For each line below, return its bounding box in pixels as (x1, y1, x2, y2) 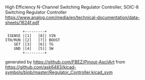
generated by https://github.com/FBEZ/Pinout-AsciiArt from (5, 59, 126, 65)
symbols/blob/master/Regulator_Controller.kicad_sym (5, 69, 113, 75)
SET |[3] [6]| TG (14, 42, 54, 47)
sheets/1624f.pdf (5, 20, 40, 25)
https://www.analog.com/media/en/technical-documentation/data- (5, 15, 140, 20)
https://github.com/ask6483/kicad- (5, 64, 77, 70)
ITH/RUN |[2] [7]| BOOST (5, 38, 60, 42)
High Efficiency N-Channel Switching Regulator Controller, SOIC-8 (5, 4, 139, 10)
